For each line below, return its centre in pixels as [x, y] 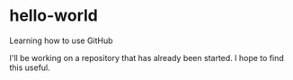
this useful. [30, 67]
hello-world [54, 16]
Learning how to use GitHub [62, 40]
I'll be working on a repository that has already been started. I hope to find [147, 58]
